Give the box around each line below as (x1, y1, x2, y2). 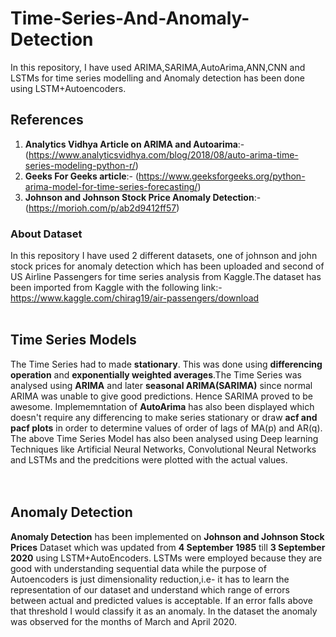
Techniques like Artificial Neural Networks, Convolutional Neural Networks (10, 443, 317, 455)
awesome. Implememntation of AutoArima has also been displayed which (10, 400, 315, 412)
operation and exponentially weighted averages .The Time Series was (10, 368, 302, 381)
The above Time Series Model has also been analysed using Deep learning (10, 432, 319, 444)
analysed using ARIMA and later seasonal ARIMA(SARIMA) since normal (10, 379, 313, 391)
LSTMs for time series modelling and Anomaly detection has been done (10, 72, 305, 84)
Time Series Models (10, 332, 137, 349)
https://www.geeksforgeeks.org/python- (138, 170, 306, 182)
